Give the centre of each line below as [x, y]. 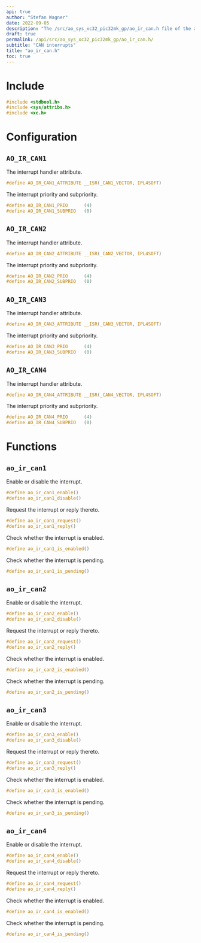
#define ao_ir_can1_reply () [41, 526]
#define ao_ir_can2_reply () [41, 647]
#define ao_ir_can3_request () [44, 763]
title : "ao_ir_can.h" [33, 51]
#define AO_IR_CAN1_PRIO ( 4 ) [49, 205]
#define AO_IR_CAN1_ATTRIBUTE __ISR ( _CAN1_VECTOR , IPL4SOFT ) [84, 183]
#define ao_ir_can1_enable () [42, 493]
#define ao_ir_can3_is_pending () [48, 813]
